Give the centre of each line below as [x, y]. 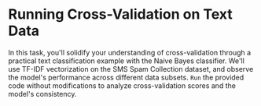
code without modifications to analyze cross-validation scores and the [122, 85]
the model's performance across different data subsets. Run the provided [126, 77]
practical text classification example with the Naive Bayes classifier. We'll [127, 61]
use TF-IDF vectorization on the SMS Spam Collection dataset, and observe [131, 69]
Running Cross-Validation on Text [121, 14]
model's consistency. [42, 94]
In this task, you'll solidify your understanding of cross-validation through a [130, 52]
